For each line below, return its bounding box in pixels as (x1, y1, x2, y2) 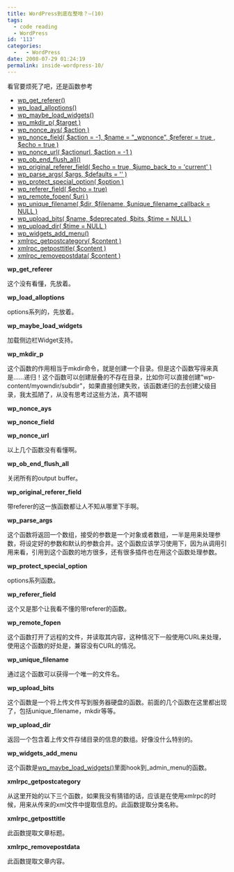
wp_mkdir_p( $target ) (17, 118, 81, 126)
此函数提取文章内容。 (7, 857, 68, 865)
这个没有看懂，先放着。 (7, 279, 75, 288)
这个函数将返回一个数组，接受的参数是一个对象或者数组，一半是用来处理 (7, 530, 214, 538)
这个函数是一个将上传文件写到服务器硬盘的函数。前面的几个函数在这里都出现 (7, 698, 227, 706)
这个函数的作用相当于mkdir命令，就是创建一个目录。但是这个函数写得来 (7, 364, 212, 373)
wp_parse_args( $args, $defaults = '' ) (17, 170, 127, 178)
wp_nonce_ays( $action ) (17, 125, 90, 134)
